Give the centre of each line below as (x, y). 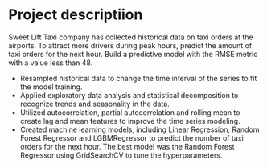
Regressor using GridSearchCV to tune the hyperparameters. (121, 155)
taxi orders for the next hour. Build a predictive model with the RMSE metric (133, 54)
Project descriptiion (76, 15)
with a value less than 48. (51, 63)
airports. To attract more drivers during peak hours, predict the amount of (130, 45)
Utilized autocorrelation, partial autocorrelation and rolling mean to (130, 112)
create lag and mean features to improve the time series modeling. (130, 121)
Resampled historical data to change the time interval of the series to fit (138, 78)
